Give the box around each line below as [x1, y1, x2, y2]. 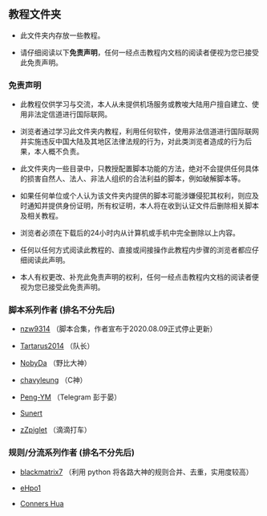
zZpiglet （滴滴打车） [19, 425, 91, 435]
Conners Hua [19, 498, 64, 508]
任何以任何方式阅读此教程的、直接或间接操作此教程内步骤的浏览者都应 [19, 245, 253, 255]
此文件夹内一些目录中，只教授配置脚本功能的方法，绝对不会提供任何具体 [19, 164, 259, 174]
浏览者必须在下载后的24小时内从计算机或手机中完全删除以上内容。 [19, 228, 241, 238]
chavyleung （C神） [19, 375, 87, 385]
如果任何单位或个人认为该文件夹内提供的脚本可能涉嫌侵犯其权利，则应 [19, 191, 253, 201]
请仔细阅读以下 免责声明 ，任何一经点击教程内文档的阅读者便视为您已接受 [19, 47, 259, 57]
